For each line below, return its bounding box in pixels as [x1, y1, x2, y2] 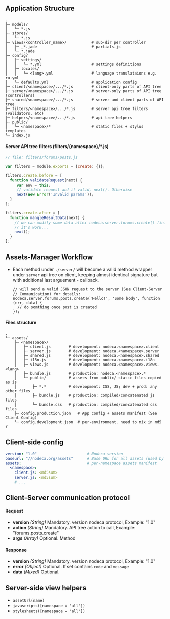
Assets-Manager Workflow [5, 253, 93, 262]
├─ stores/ [5, 30, 28, 36]
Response [5, 547, 27, 553]
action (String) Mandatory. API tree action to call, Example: [12, 524, 136, 530]
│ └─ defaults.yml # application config [5, 80, 137, 85]
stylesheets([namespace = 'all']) [12, 608, 86, 614]
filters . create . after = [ [5, 210, 60, 215]
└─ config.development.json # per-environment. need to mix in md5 [14, 420, 162, 425]
